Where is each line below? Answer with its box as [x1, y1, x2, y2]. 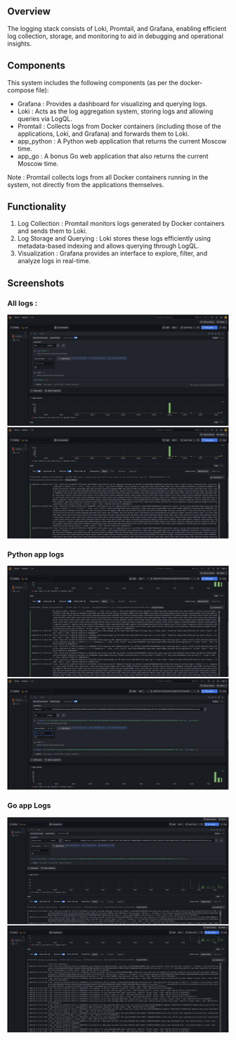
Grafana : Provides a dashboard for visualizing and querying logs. [17, 99, 207, 108]
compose [7, 86, 35, 94]
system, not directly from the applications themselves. [7, 180, 164, 189]
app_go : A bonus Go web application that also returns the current [17, 151, 209, 160]
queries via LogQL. [17, 114, 72, 122]
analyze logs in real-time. [17, 257, 91, 265]
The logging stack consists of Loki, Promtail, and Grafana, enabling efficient [7, 24, 227, 32]
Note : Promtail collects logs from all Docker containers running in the [7, 172, 209, 182]
